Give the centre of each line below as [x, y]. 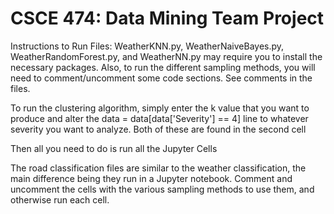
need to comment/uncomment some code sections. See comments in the [161, 78]
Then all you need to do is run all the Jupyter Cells [114, 148]
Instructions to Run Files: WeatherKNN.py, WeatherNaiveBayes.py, [147, 46]
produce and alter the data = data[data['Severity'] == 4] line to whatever [159, 118]
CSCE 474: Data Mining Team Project [167, 18]
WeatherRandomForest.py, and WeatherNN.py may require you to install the [166, 56]
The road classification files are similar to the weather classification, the [158, 168]
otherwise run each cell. [60, 199]
